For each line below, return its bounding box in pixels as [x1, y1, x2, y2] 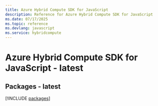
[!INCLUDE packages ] [5, 96, 50, 101]
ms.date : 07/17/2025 [5, 16, 48, 21]
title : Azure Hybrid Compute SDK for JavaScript [5, 7, 108, 12]
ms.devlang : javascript [5, 26, 55, 31]
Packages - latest [5, 82, 61, 91]
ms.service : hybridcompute [5, 30, 61, 35]
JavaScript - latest [5, 63, 83, 74]
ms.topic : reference [5, 21, 48, 26]
